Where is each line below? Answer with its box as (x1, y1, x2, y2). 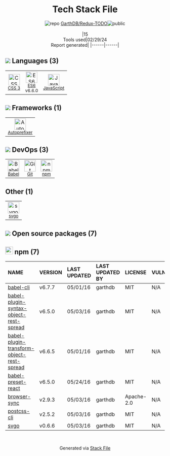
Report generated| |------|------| (51, 42, 119, 48)
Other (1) (5, 187, 33, 196)
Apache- (124, 393, 147, 400)
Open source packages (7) (12, 229, 97, 238)
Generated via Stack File (59, 445, 111, 451)
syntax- (8, 305, 27, 312)
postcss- (8, 408, 30, 415)
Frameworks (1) (12, 104, 62, 112)
